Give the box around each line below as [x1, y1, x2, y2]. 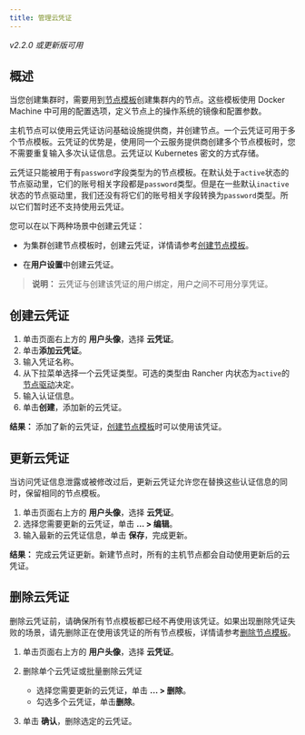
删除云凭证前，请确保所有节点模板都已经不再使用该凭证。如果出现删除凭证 [9, 615, 288, 626]
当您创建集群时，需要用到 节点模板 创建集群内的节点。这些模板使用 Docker [9, 95, 286, 106]
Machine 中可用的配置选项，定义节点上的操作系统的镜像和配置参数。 [9, 106, 267, 116]
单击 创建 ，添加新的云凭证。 [22, 402, 127, 413]
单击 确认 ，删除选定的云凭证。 [22, 715, 137, 726]
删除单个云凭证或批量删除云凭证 [22, 665, 143, 676]
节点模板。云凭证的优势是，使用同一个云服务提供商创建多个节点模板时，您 [16, 136, 296, 147]
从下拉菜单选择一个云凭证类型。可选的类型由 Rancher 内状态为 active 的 [22, 367, 290, 378]
